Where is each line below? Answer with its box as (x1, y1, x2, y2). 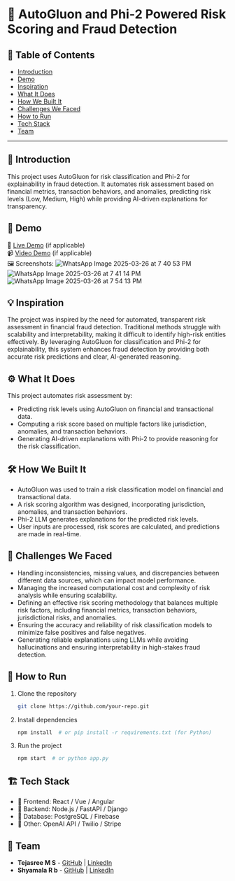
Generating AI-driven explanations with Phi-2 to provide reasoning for (17, 435, 219, 443)
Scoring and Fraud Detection (7, 21, 178, 37)
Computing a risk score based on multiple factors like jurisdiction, (17, 420, 207, 429)
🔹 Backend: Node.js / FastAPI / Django (17, 805, 128, 813)
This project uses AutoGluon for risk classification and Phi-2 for (7, 172, 190, 180)
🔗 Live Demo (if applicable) (7, 241, 85, 249)
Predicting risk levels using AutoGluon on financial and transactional (17, 405, 214, 413)
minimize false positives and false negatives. (17, 628, 147, 636)
